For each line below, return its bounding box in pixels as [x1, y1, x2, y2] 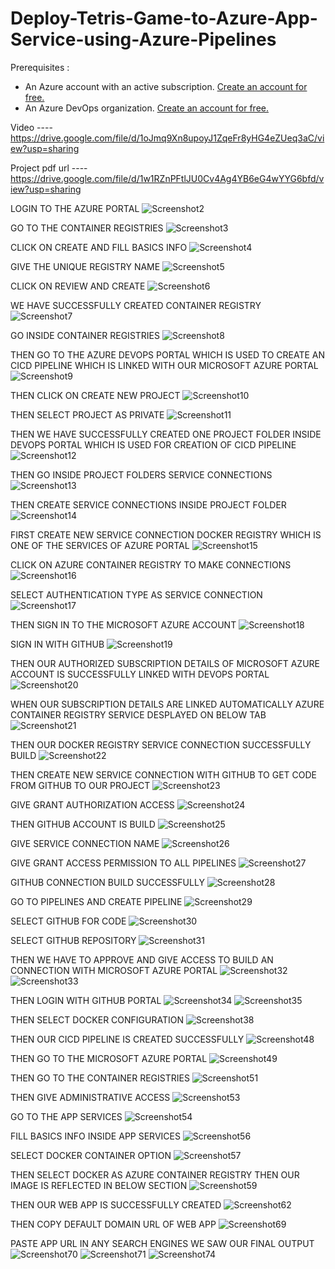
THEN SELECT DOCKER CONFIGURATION [10, 1013, 184, 1026]
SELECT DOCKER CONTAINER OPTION [10, 1149, 172, 1161]
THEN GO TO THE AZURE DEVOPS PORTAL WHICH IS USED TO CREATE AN [10, 348, 326, 361]
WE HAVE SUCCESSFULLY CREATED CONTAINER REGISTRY [10, 299, 262, 311]
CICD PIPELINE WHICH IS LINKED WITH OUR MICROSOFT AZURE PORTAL [10, 359, 319, 371]
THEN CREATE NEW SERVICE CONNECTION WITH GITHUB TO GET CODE [10, 768, 318, 781]
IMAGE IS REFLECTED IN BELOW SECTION [10, 1179, 188, 1191]
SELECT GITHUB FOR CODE [10, 915, 127, 927]
